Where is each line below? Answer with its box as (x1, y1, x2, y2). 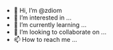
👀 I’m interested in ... (13, 14, 72, 22)
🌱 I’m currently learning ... (13, 21, 87, 28)
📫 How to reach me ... (13, 36, 77, 43)
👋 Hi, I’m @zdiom (13, 7, 62, 14)
